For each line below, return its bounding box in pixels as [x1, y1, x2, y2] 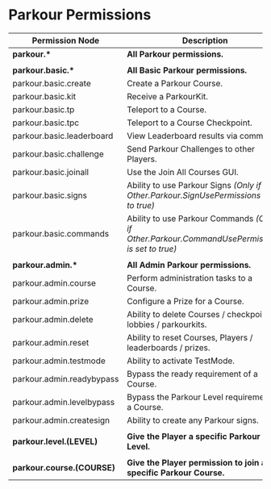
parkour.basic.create [12, 77, 91, 89]
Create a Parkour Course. [126, 77, 223, 89]
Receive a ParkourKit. [126, 90, 208, 102]
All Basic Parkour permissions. [126, 65, 248, 76]
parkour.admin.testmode [12, 355, 106, 366]
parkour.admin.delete [12, 313, 94, 324]
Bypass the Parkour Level [126, 391, 224, 403]
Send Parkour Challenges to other [126, 143, 256, 154]
